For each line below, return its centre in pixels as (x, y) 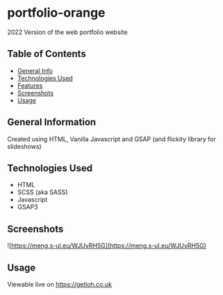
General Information (52, 122)
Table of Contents (47, 54)
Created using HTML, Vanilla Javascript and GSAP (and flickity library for (112, 139)
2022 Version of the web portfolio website (67, 32)
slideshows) (24, 146)
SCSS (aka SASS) (42, 192)
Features (30, 86)
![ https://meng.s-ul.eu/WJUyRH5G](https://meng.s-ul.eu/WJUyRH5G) (107, 246)
